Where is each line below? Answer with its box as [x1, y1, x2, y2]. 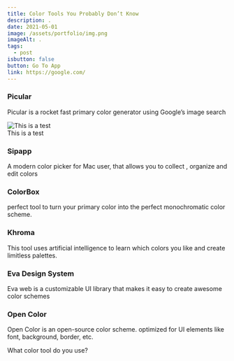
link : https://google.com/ [7, 69, 86, 76]
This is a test [7, 129, 44, 137]
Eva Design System [7, 269, 75, 278]
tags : [7, 43, 23, 50]
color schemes [7, 292, 50, 300]
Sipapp [7, 146, 32, 156]
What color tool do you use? [7, 346, 89, 355]
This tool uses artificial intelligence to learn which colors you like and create [7, 243, 226, 252]
